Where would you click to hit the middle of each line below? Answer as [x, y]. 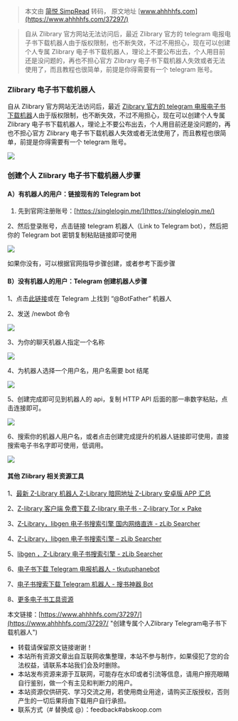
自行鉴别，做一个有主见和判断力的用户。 [77, 683]
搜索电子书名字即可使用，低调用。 [57, 445]
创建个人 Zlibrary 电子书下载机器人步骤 [74, 176]
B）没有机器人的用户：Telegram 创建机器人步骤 [77, 281]
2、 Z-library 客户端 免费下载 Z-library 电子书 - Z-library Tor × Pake [105, 508]
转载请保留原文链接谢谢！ [55, 647]
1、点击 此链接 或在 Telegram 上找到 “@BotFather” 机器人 [90, 298]
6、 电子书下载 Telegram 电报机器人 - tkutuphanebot [83, 569]
